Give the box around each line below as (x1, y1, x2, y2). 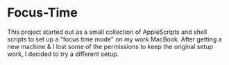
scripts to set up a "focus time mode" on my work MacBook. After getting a (7, 35, 222, 43)
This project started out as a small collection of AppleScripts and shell (7, 28, 207, 36)
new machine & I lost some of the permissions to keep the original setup (7, 42, 214, 50)
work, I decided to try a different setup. (7, 50, 119, 58)
